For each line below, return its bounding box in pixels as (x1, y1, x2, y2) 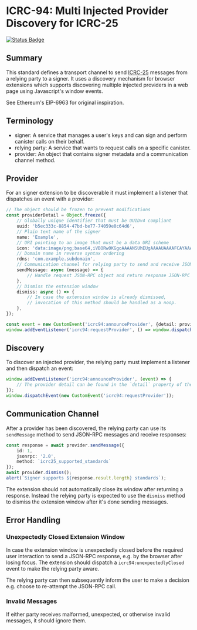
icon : (16, 245, 30, 251)
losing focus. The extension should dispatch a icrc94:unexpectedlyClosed (6, 559, 185, 566)
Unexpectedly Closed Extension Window (6, 533, 125, 541)
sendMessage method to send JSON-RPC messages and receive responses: (6, 431, 186, 438)
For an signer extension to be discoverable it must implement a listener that (6, 189, 188, 196)
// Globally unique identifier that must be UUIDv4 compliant (16, 218, 172, 224)
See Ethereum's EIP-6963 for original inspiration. (6, 99, 124, 106)
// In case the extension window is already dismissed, (27, 294, 167, 301)
